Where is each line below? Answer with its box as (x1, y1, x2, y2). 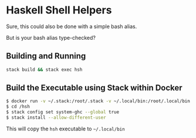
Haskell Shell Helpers (6, 4, 112, 17)
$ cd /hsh (6, 103, 31, 110)
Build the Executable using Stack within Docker (6, 83, 183, 93)
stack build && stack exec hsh (6, 67, 83, 73)
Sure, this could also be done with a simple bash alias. (6, 23, 137, 30)
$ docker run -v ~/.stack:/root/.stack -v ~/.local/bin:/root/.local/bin (6, 98, 191, 104)
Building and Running (6, 51, 86, 61)
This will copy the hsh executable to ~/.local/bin (6, 125, 125, 132)
